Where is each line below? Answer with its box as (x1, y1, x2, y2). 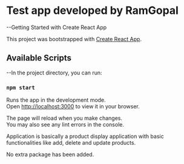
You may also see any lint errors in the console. (6, 121, 124, 128)
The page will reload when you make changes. (6, 114, 123, 122)
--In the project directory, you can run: (6, 69, 102, 76)
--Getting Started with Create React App (6, 24, 107, 31)
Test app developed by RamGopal (6, 4, 179, 18)
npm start (6, 84, 35, 91)
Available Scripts (6, 53, 71, 64)
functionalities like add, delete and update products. (6, 139, 136, 146)
